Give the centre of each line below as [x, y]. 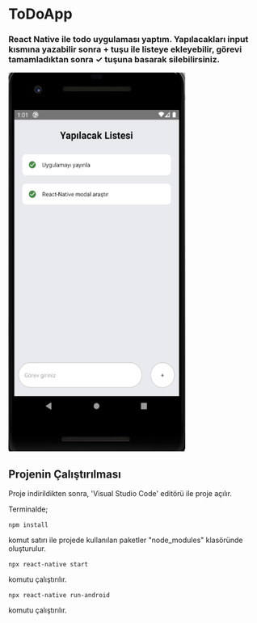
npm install [28, 525]
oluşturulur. [27, 549]
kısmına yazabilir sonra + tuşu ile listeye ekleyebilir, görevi [125, 49]
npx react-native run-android [59, 596]
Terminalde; [28, 509]
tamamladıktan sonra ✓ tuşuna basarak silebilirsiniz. [114, 60]
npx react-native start [48, 565]
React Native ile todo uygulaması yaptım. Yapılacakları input [128, 40]
